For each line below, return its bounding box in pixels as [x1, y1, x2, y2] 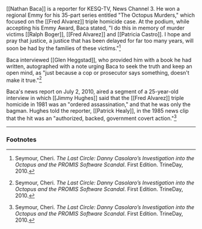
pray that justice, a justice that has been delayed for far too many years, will [6, 37, 194, 44]
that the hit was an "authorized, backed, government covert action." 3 [6, 114, 177, 122]
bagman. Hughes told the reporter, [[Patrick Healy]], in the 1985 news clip [6, 107, 189, 114]
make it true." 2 [6, 75, 42, 84]
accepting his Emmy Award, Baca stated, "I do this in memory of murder [6, 24, 185, 31]
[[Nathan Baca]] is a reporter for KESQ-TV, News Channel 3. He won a [6, 5, 180, 12]
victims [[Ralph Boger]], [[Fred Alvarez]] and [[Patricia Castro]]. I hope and [6, 31, 191, 38]
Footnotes [6, 135, 37, 143]
